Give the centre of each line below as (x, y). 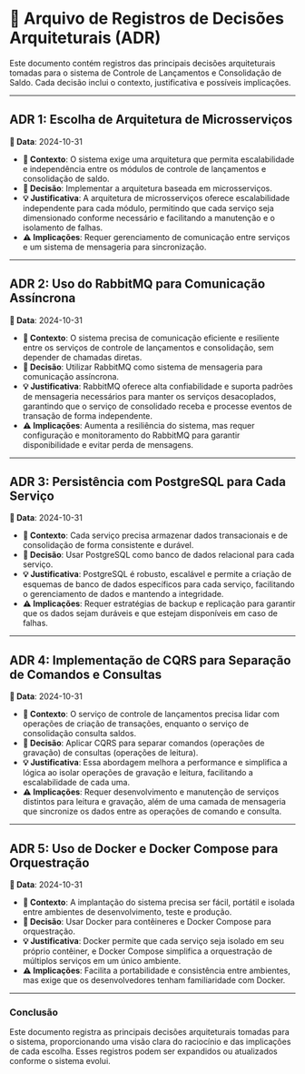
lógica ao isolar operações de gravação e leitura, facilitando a (138, 773)
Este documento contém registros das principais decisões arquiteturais (143, 63)
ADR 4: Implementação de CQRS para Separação (150, 660)
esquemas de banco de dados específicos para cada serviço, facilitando (158, 584)
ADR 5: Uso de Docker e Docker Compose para (144, 849)
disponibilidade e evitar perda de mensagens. (108, 444)
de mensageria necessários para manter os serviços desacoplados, (149, 396)
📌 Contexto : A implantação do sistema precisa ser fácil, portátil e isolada (158, 902)
